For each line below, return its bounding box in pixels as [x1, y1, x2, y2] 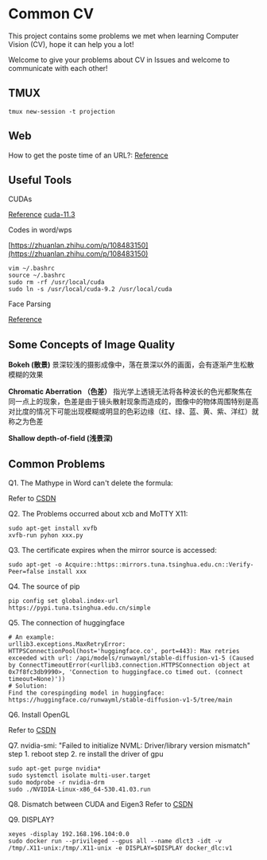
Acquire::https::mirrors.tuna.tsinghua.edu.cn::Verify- [64, 561, 254, 569]
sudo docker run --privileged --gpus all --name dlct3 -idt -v [8, 837, 222, 845]
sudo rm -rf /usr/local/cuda [8, 278, 105, 286]
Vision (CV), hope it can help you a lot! [8, 39, 134, 49]
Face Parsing [8, 299, 52, 309]
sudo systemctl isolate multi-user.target [8, 772, 151, 780]
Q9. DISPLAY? [8, 815, 54, 824]
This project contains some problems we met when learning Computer [8, 31, 239, 41]
